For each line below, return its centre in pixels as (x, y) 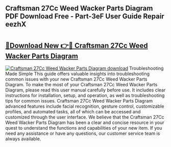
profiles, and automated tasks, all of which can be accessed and (73, 112)
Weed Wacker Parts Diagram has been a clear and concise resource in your (85, 122)
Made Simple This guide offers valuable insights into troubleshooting (77, 74)
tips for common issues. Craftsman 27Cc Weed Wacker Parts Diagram (79, 101)
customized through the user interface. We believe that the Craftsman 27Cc (85, 117)
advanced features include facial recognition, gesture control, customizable (85, 106)
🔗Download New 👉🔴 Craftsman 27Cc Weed (77, 45)
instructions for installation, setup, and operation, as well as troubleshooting (85, 95)
